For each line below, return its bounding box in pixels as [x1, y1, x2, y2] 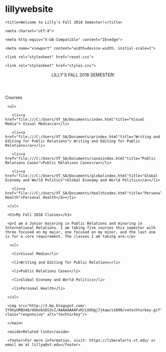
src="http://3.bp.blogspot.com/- [18, 303, 87, 308]
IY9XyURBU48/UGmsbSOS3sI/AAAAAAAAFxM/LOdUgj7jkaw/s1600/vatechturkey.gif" [5, 307, 163, 312]
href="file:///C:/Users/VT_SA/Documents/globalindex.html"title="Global [5, 173, 158, 178]
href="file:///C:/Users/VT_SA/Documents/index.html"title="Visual [5, 117, 145, 122]
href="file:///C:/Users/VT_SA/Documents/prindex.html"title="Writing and [5, 134, 161, 139]
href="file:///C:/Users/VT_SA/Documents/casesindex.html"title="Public [5, 156, 156, 161]
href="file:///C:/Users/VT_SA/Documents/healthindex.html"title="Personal [5, 191, 163, 196]
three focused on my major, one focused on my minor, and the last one [5, 229, 156, 235]
